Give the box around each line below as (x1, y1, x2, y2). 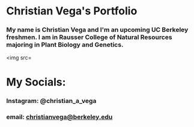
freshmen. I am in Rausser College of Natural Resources (6, 33, 172, 41)
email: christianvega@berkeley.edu (6, 113, 113, 121)
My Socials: (6, 75, 66, 89)
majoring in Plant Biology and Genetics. (6, 41, 124, 49)
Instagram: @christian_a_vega (6, 96, 97, 105)
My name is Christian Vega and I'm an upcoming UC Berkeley (6, 26, 189, 34)
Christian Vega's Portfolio (6, 4, 138, 18)
